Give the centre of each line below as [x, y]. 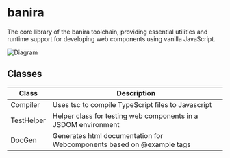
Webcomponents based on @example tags [122, 144]
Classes [25, 74]
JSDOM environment [86, 124]
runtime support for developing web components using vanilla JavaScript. [111, 38]
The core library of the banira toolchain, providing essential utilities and [107, 32]
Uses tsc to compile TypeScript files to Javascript [132, 104]
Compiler [25, 104]
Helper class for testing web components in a [125, 116]
